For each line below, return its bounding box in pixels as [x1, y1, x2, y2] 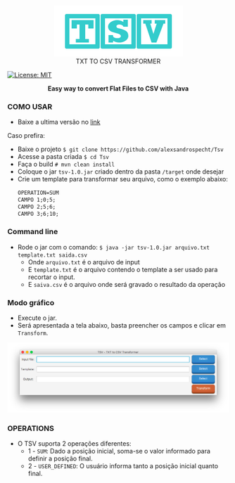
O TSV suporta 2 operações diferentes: [17, 439, 132, 448]
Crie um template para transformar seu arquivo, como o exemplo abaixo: [17, 175, 229, 183]
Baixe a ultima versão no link [17, 118, 101, 127]
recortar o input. [27, 273, 75, 281]
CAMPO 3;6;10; [17, 210, 59, 218]
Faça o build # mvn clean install [17, 160, 115, 169]
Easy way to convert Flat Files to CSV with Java [47, 84, 189, 93]
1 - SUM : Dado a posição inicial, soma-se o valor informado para [27, 447, 211, 456]
